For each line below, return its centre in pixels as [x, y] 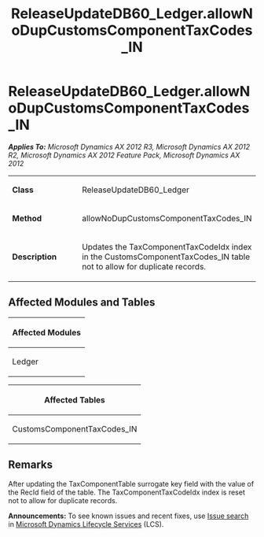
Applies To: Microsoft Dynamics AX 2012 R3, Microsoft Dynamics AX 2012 [129, 146]
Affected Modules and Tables [82, 303]
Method [27, 218]
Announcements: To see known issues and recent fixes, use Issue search [128, 516]
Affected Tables [75, 400]
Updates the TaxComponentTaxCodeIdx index [167, 246]
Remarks [31, 465]
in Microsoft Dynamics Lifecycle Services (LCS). [86, 524]
